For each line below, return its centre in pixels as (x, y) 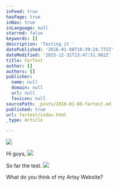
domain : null (27, 88)
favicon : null (28, 98)
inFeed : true (22, 11)
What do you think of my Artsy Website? (55, 177)
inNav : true (21, 22)
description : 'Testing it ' (40, 44)
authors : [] (21, 71)
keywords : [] (22, 39)
